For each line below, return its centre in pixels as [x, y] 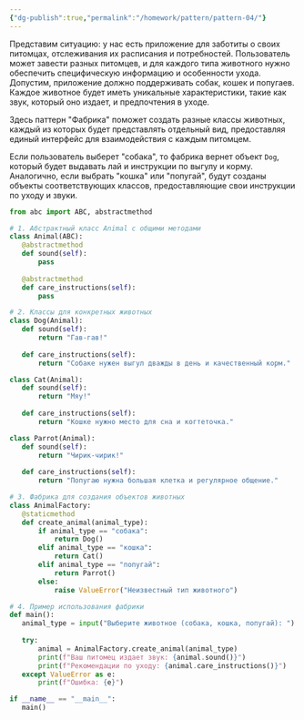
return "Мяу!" [65, 397]
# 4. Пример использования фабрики [77, 606]
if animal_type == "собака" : [93, 531]
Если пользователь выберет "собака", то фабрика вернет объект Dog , [144, 157]
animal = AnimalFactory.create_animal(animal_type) [138, 649]
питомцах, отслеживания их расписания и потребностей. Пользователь [150, 53]
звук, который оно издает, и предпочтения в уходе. [110, 102]
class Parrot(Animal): [52, 438]
